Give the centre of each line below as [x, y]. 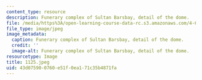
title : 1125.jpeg [28, 62]
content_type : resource [36, 12]
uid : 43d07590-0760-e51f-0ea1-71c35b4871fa [62, 68]
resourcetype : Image [32, 57]
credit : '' [25, 46]
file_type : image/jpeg [35, 29]
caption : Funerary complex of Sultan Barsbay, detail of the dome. [98, 40]
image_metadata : [26, 34]
